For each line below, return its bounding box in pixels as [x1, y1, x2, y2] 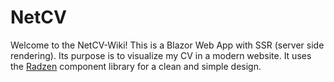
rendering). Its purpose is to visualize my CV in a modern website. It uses [10, 49, 312, 61]
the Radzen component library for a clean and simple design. [10, 60, 262, 72]
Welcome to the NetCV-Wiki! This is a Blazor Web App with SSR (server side [10, 39, 325, 51]
